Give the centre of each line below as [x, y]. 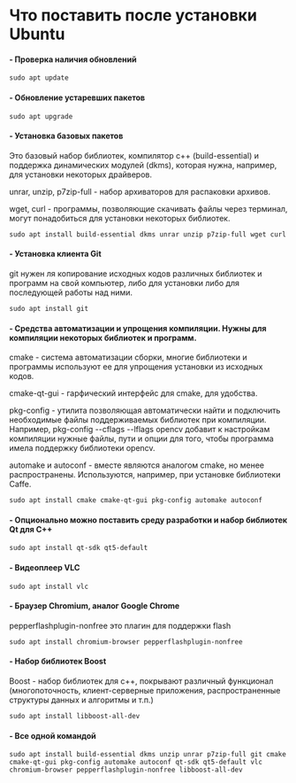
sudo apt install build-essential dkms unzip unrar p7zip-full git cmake [148, 755]
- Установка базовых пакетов [66, 136]
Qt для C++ [31, 529]
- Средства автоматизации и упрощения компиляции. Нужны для [138, 328]
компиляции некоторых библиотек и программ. [103, 337]
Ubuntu [37, 34]
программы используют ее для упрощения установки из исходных [136, 367]
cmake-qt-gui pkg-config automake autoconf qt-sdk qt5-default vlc [136, 763]
